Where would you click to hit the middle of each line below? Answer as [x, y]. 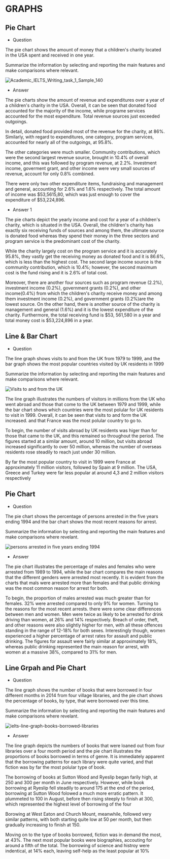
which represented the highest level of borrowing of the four [69, 804]
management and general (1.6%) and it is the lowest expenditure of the [79, 309]
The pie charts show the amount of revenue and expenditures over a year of [85, 100]
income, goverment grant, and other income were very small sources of [80, 168]
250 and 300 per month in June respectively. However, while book [75, 783]
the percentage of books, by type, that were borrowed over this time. [77, 701]
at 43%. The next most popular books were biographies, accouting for [79, 840]
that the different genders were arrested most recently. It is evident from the [85, 577]
